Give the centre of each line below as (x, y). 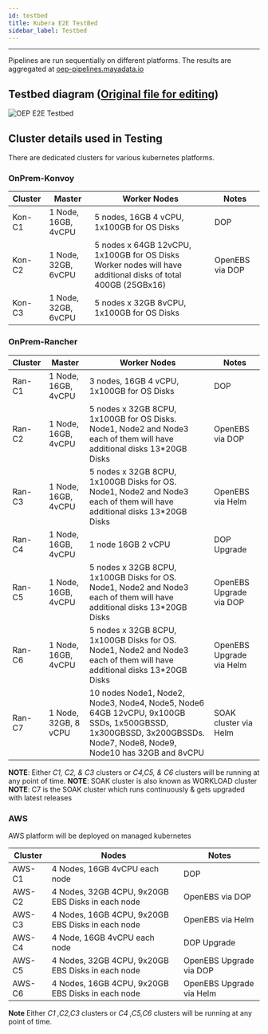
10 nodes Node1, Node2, (137, 693)
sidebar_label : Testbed (48, 30)
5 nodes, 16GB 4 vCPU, (139, 218)
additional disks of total (138, 275)
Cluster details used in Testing (86, 138)
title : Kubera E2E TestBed (53, 23)
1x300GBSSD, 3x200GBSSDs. (147, 733)
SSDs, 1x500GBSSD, (129, 722)
